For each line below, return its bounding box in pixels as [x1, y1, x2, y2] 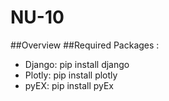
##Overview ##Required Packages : [10, 39, 160, 51]
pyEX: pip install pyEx [24, 79, 115, 91]
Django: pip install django [24, 58, 130, 70]
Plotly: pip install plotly [24, 69, 118, 81]
